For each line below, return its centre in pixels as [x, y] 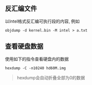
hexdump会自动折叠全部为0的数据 [51, 78]
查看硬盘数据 [24, 47]
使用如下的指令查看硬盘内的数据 [37, 59]
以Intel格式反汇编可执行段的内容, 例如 [42, 21]
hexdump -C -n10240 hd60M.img [36, 68]
